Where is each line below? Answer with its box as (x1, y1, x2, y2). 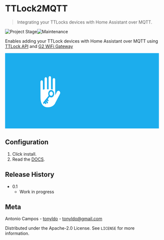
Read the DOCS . (12, 156, 45, 162)
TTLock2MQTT (5, 3, 68, 14)
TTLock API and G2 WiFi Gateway (5, 43, 73, 49)
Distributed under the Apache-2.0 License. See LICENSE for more (5, 225, 135, 231)
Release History (5, 170, 55, 179)
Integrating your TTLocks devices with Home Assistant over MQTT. (17, 19, 152, 25)
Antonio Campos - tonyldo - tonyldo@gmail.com (5, 216, 102, 222)
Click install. (12, 151, 37, 157)
